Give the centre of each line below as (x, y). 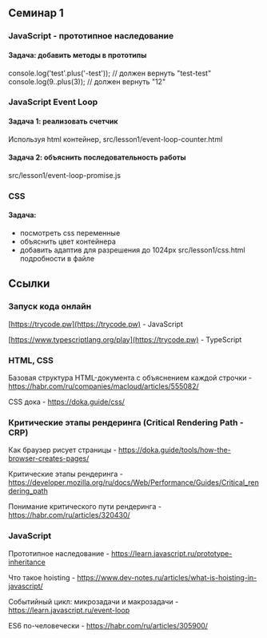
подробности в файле (57, 258)
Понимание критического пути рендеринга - (85, 507)
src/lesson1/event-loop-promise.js (65, 175)
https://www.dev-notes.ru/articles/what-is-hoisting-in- (167, 577)
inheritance (27, 562)
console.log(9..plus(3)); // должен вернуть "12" (87, 81)
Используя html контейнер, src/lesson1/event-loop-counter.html (116, 139)
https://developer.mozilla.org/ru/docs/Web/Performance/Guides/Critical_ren (134, 483)
